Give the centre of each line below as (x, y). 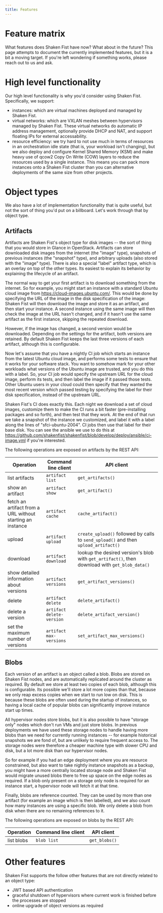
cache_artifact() (98, 514)
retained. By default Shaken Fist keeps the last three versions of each (74, 339)
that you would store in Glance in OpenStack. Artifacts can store (69, 248)
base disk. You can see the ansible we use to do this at (60, 430)
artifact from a (24, 508)
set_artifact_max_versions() (111, 636)
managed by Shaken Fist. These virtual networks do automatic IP (77, 126)
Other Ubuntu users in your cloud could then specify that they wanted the (79, 385)
